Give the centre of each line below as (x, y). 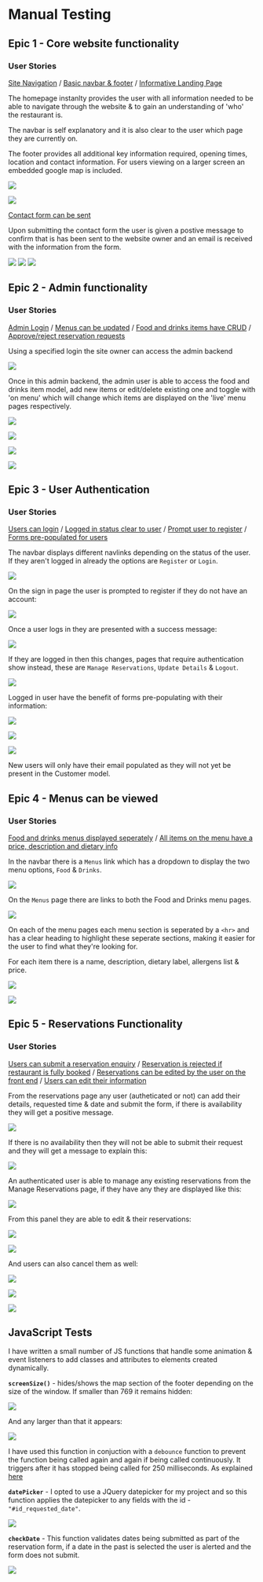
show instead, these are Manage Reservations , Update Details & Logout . (124, 668)
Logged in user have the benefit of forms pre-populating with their (115, 698)
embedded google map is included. (66, 170)
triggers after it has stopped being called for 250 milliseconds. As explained (131, 1468)
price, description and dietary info (63, 846)
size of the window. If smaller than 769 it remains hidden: (100, 1392)
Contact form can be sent (50, 215)
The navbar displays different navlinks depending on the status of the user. (130, 552)
